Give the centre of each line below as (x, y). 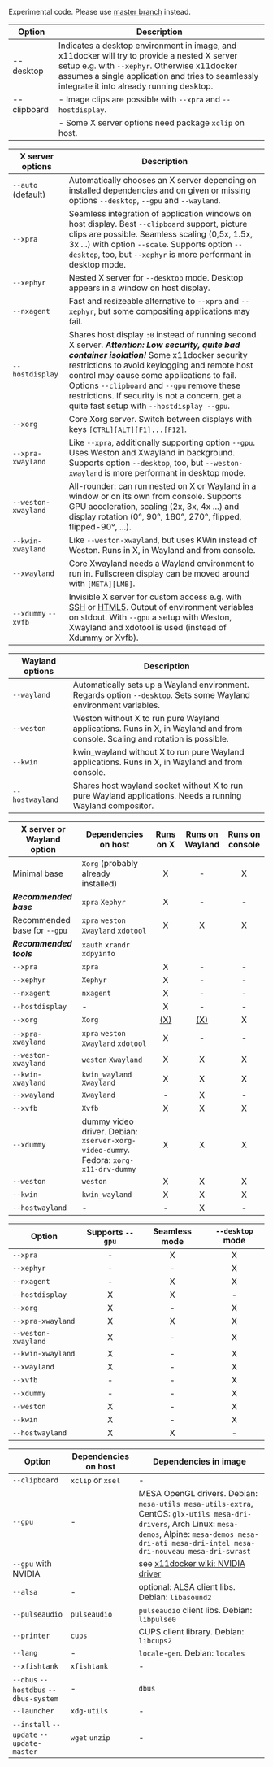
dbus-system (36, 1699)
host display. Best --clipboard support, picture (158, 224)
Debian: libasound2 (175, 1597)
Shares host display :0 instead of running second (162, 335)
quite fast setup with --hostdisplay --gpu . (149, 406)
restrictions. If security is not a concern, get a (155, 396)
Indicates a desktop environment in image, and (147, 46)
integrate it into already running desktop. (136, 86)
